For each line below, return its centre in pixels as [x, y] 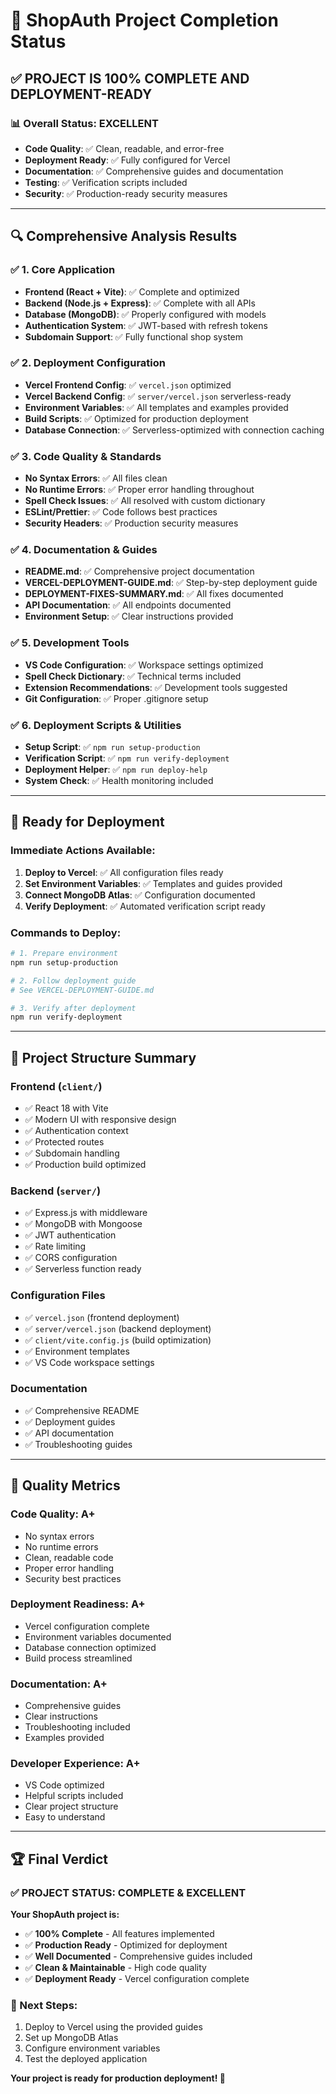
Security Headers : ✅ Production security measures [131, 523]
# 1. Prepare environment [64, 954]
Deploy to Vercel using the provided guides [113, 2027]
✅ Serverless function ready [83, 1269]
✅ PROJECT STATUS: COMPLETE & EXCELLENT [128, 1892]
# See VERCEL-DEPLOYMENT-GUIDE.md [82, 990]
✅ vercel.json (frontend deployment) [102, 1317]
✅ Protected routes [64, 1141]
